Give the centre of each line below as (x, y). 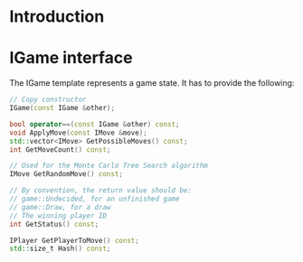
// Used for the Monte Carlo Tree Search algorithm (109, 166)
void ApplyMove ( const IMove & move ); (78, 133)
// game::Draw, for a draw (60, 207)
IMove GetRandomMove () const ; (66, 174)
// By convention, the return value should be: (101, 191)
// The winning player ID (58, 215)
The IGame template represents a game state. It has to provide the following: (152, 83)
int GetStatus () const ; (54, 224)
